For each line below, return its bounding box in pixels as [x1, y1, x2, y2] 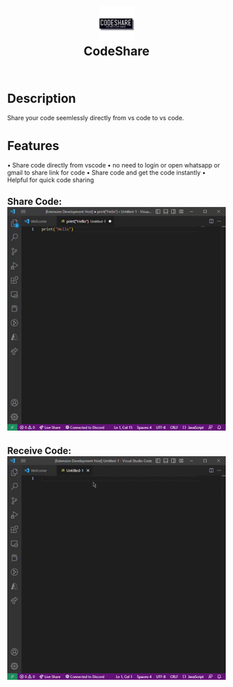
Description [7, 91, 76, 106]
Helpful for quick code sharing [7, 176, 94, 184]
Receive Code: [7, 445, 71, 457]
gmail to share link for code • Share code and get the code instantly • [7, 168, 206, 176]
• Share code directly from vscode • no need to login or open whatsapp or [7, 160, 221, 169]
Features [7, 138, 60, 154]
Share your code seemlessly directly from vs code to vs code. [7, 113, 184, 122]
